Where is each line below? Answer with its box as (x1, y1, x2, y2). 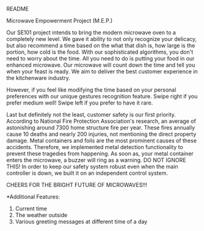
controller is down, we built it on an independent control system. (6, 169, 168, 177)
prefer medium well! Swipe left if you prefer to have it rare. (6, 99, 153, 106)
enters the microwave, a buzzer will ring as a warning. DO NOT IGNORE (6, 156, 186, 164)
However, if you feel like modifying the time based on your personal (6, 86, 177, 94)
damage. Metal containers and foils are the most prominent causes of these (6, 137, 197, 144)
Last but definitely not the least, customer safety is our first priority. (6, 111, 176, 118)
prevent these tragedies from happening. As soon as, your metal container (6, 150, 194, 157)
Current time (15, 205, 48, 212)
